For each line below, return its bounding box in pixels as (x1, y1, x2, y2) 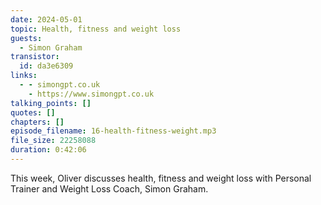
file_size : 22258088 (10, 136, 97, 146)
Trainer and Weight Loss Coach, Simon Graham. (10, 182, 209, 195)
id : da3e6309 (19, 61, 74, 71)
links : (10, 71, 38, 81)
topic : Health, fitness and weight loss (10, 24, 182, 34)
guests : (10, 33, 43, 43)
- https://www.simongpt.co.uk (28, 89, 155, 99)
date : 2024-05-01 (10, 14, 83, 25)
